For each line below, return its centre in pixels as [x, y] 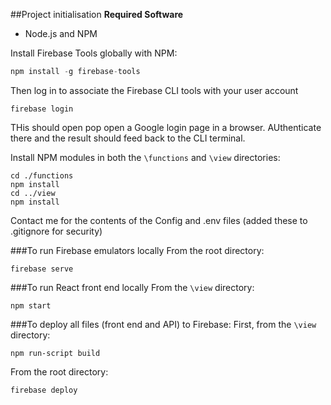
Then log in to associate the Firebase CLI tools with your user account [154, 90]
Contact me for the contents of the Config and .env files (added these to [159, 220]
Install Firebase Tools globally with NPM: [94, 53]
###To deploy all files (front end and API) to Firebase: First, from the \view [163, 324]
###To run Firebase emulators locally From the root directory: [137, 250]
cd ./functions [42, 175]
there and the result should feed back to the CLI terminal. [128, 138]
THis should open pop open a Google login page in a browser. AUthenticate [166, 127]
